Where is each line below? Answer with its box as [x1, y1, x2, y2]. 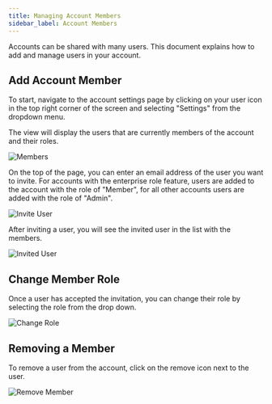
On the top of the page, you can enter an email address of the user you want [8, 167, 264, 178]
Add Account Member [8, 74, 122, 87]
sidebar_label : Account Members [8, 19, 117, 27]
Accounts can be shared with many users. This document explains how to [8, 41, 255, 51]
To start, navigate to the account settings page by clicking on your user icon [8, 95, 262, 105]
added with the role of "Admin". [8, 193, 113, 203]
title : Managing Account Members [8, 11, 121, 20]
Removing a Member [8, 341, 116, 356]
